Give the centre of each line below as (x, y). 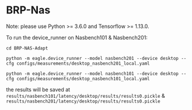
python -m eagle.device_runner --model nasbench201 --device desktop (92, 58)
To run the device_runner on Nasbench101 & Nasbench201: (77, 37)
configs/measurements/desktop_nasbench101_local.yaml (83, 79)
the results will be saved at (38, 89)
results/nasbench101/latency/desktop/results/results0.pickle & (85, 95)
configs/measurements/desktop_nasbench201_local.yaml (83, 63)
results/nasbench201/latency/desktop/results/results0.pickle (83, 101)
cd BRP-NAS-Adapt (27, 48)
